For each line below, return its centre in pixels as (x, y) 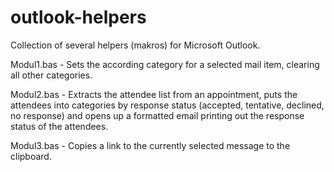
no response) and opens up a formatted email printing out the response (157, 115)
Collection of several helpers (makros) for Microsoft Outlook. (135, 45)
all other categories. (51, 75)
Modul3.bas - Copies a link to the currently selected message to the (150, 145)
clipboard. (31, 156)
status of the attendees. (59, 126)
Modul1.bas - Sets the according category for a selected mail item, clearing (165, 64)
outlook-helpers (78, 17)
